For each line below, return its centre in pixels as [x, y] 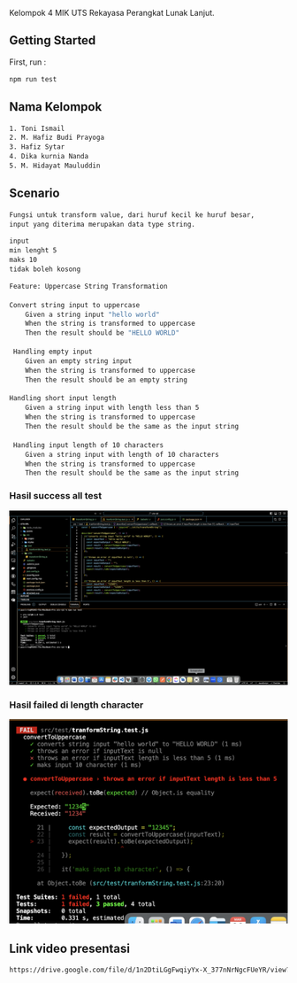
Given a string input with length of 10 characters [122, 454]
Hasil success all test [56, 496]
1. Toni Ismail [37, 128]
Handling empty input [53, 352]
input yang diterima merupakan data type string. [103, 224]
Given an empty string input [79, 361]
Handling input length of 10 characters [88, 445]
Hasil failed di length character [76, 705]
